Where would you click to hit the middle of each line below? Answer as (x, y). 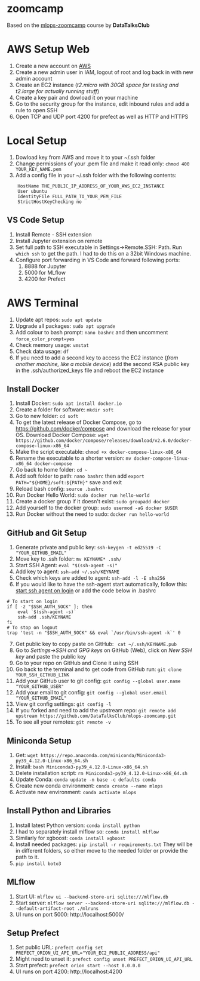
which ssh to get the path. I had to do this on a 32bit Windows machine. (103, 253)
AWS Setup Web (48, 49)
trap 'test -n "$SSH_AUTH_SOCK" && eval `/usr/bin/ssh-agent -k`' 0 (94, 633)
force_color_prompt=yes (45, 339)
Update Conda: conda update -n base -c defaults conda (86, 779)
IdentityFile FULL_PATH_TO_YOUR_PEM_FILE (70, 196)
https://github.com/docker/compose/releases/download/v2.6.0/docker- (104, 441)
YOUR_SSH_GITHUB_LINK (42, 675)
